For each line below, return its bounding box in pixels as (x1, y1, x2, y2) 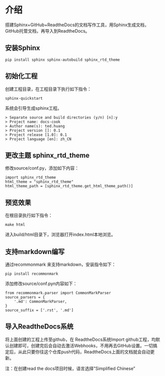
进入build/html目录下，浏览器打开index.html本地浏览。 (5, 232, 116, 238)
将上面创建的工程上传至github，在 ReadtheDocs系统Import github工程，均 (5, 336, 156, 342)
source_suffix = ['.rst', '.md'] (5, 308, 74, 313)
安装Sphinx (5, 44, 40, 52)
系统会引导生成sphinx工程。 (5, 105, 62, 111)
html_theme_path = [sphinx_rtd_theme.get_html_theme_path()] (5, 184, 133, 189)
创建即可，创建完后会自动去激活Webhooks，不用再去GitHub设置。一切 (9, 342, 153, 348)
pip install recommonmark (5, 271, 58, 276)
